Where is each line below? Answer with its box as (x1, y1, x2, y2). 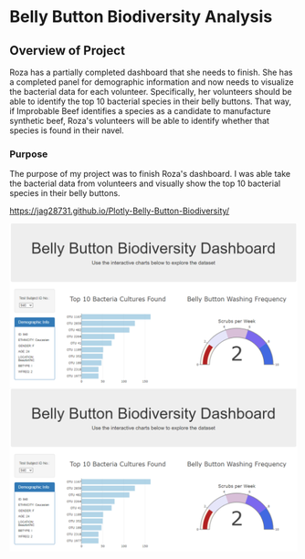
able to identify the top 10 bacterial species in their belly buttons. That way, (9, 96, 292, 107)
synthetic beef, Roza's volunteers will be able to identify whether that (9, 116, 269, 126)
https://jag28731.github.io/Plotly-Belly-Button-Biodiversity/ (9, 205, 230, 216)
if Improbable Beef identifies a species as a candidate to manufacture (9, 106, 271, 116)
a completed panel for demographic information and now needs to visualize (9, 77, 294, 88)
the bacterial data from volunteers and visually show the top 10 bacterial (9, 178, 281, 189)
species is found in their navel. (9, 125, 125, 136)
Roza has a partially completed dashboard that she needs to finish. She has (9, 67, 293, 78)
